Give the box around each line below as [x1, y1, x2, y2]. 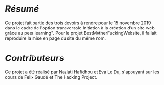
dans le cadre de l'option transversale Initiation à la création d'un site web [5, 25, 155, 30]
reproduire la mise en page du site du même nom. [5, 35, 106, 41]
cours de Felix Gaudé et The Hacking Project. [5, 74, 98, 80]
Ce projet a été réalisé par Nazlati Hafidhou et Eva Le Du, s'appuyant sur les [5, 69, 159, 75]
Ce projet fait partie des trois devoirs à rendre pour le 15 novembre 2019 [5, 20, 151, 26]
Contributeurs [5, 53, 64, 64]
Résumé [5, 3, 39, 15]
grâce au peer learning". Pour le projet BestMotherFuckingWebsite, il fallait [5, 30, 157, 36]
